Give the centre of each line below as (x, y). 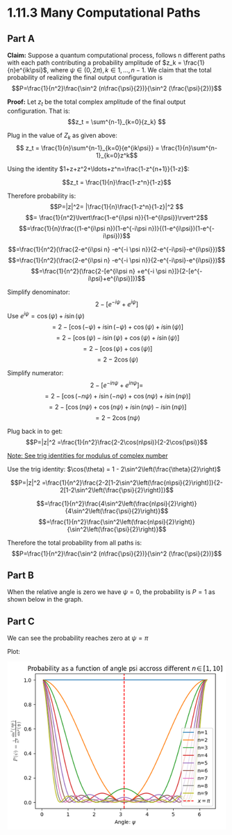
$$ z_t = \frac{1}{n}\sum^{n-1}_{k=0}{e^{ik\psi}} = (88, 148)
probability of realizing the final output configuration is (85, 77)
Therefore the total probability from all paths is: (75, 543)
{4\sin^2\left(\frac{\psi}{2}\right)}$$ (117, 510)
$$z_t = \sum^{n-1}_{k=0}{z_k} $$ (117, 122)
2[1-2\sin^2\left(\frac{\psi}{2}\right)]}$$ (117, 490)
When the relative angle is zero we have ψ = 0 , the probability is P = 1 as (111, 592)
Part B (21, 575)
